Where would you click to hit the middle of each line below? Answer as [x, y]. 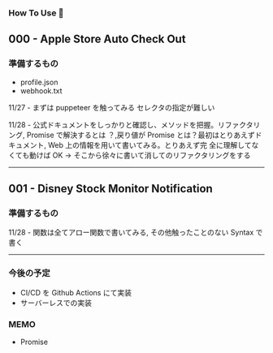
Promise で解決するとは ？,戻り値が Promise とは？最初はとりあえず [141, 135]
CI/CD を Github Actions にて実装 [76, 292]
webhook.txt [41, 90]
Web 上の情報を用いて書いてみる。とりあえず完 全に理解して [149, 144]
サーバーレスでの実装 [56, 303]
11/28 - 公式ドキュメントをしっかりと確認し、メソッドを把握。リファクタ [131, 124]
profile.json [39, 82]
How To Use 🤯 [36, 13]
